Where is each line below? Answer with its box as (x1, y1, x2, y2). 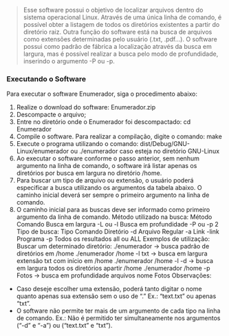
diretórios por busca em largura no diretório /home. (16, 169, 162, 178)
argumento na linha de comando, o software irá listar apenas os (16, 162, 197, 170)
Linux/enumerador (16, 147, 69, 156)
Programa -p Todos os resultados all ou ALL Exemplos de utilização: (16, 235, 210, 243)
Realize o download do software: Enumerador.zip (16, 103, 156, 112)
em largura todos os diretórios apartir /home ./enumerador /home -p (16, 264, 210, 273)
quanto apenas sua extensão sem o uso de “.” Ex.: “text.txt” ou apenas (16, 292, 217, 300)
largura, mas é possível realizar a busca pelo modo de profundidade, (23, 50, 219, 58)
